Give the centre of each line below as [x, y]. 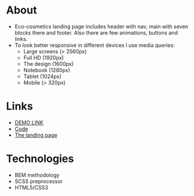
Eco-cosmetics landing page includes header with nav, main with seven [101, 26]
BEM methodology [37, 175]
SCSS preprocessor [39, 181]
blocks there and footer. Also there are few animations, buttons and [96, 32]
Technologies [40, 159]
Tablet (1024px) [42, 76]
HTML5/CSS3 [31, 187]
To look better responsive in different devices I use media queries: [95, 45]
